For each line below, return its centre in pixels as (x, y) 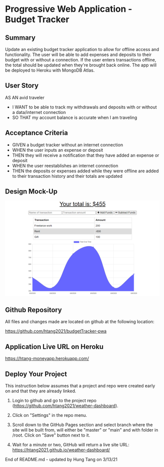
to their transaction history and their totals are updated (67, 176)
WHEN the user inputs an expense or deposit (58, 150)
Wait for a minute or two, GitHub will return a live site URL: (71, 444)
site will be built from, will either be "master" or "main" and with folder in (85, 430)
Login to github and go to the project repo (54, 400)
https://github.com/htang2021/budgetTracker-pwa (56, 331)
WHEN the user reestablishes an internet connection (65, 165)
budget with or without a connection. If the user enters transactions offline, (81, 60)
